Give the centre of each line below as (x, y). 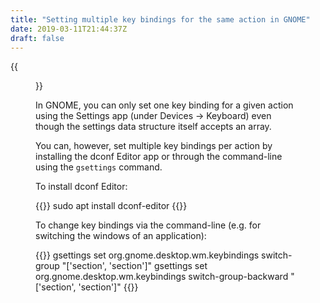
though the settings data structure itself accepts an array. (153, 127)
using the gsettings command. (99, 167)
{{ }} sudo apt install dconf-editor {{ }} (111, 206)
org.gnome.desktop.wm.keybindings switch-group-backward (162, 277)
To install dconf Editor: (81, 187)
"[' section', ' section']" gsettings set (134, 266)
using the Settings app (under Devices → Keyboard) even (153, 116)
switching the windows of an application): (121, 236)
